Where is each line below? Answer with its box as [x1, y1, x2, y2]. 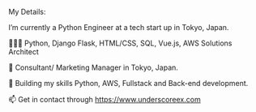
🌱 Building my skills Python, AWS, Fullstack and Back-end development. [8, 79, 249, 88]
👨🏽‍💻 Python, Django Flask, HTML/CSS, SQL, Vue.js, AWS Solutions [8, 38, 233, 48]
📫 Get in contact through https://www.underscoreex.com [8, 95, 201, 104]
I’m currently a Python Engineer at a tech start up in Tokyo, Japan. [8, 23, 229, 32]
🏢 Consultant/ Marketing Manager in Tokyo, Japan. [8, 62, 178, 72]
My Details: [8, 7, 46, 16]
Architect [8, 47, 39, 56]
